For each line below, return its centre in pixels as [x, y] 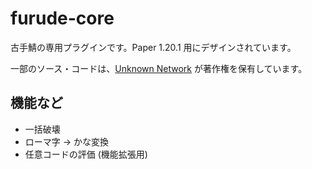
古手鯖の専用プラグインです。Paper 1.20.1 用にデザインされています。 [153, 47]
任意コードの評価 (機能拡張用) [86, 154]
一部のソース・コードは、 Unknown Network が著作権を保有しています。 [159, 68]
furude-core [62, 18]
